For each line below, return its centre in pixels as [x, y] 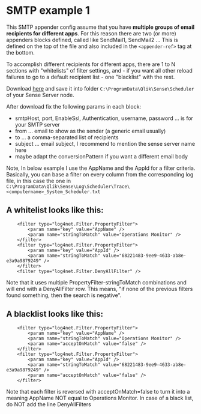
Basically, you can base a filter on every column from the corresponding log [100, 174]
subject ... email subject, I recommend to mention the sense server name [105, 143]
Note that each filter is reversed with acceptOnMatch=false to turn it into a [98, 391]
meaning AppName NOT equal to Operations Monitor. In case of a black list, [100, 398]
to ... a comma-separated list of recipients [67, 137]
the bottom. [20, 52]
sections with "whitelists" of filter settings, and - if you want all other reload [100, 70]
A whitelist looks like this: [55, 210]
